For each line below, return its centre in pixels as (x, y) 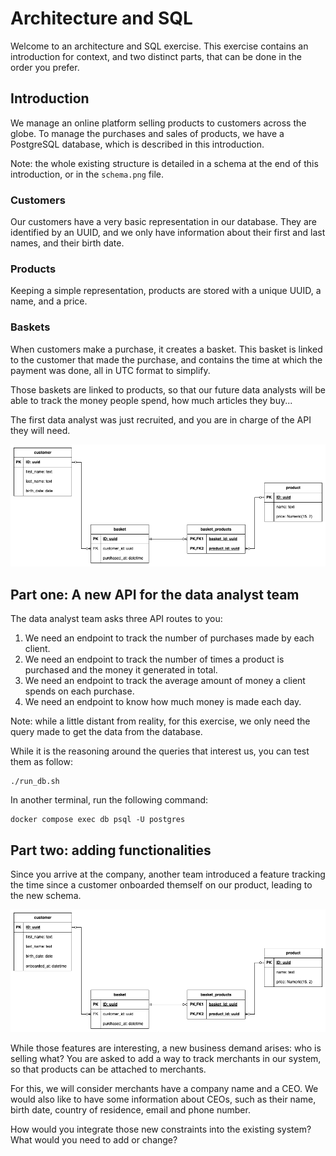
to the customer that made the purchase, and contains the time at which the (166, 359)
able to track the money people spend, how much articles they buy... (151, 400)
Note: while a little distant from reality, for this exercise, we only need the (160, 721)
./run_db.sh (35, 782)
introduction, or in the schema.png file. (87, 174)
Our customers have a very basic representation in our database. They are (163, 222)
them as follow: (41, 762)
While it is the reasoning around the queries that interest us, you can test (160, 751)
